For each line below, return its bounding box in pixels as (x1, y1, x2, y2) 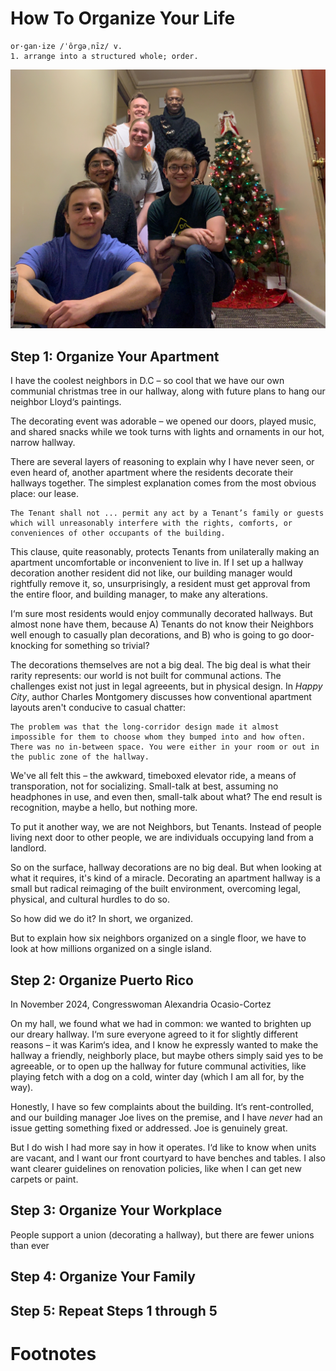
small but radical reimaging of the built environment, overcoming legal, (10, 883, 301, 895)
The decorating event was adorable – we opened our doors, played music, (10, 415, 317, 427)
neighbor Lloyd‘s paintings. (10, 396, 122, 408)
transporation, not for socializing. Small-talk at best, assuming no (10, 780, 279, 792)
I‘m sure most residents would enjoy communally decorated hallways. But (10, 608, 313, 620)
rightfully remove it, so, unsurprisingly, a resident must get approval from (10, 578, 311, 590)
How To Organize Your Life (10, 7, 236, 30)
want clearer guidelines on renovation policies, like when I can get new (10, 1162, 302, 1174)
